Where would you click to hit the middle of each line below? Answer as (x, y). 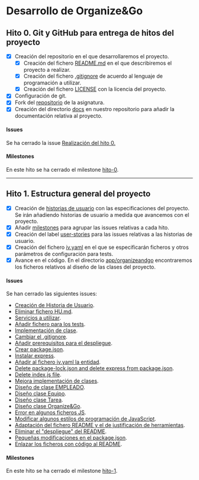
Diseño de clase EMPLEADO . (50, 387)
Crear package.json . (39, 349)
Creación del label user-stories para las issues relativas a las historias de (103, 234)
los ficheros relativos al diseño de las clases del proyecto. (85, 267)
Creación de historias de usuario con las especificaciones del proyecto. (102, 208)
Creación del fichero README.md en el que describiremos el (97, 63)
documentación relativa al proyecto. (58, 116)
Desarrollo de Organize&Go (75, 11)
